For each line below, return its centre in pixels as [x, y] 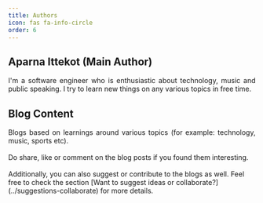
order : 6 [22, 30]
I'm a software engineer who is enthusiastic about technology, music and [132, 81]
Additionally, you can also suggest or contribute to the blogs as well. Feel [126, 174]
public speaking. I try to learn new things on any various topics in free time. [130, 89]
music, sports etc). [38, 141]
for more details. [127, 190]
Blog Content [41, 113]
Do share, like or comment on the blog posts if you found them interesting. [128, 157]
